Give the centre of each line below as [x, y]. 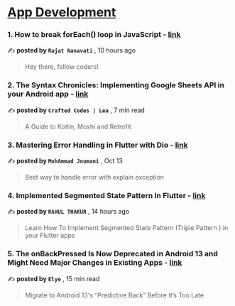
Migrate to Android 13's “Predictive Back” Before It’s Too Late [114, 295]
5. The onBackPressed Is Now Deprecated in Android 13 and [113, 254]
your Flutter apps [50, 236]
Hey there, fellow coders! [62, 67]
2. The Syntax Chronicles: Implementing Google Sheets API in [116, 85]
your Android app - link [48, 94]
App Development [62, 12]
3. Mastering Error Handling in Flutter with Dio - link [98, 145]
